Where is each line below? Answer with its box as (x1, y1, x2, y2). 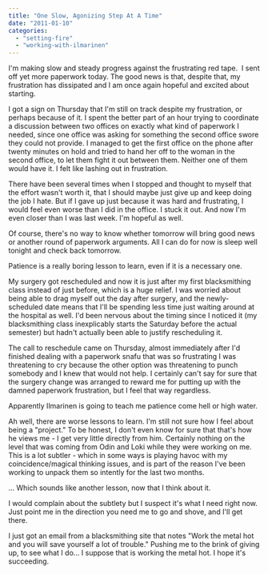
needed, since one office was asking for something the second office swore (8, 130, 259, 140)
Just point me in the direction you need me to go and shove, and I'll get (8, 507, 243, 516)
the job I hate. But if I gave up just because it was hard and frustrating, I (8, 197, 244, 206)
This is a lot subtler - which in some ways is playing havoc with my (8, 451, 228, 460)
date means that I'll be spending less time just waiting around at (44, 302, 254, 312)
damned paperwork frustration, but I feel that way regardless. (8, 385, 211, 396)
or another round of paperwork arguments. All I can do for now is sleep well (8, 237, 258, 247)
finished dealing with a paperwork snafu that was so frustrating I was (8, 352, 237, 361)
